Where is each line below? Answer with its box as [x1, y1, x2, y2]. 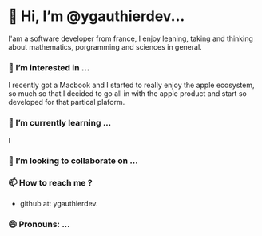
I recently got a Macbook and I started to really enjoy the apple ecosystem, [8, 80, 255, 90]
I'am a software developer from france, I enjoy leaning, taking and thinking [8, 34, 253, 43]
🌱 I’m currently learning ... [8, 118, 112, 129]
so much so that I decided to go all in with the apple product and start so [8, 89, 248, 98]
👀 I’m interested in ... [8, 62, 90, 73]
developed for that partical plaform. [8, 98, 125, 107]
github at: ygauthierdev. [19, 198, 98, 208]
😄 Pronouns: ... [8, 218, 70, 230]
